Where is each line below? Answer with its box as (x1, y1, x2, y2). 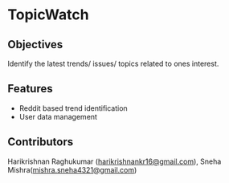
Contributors (7, 135, 74, 149)
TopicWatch (7, 6, 89, 24)
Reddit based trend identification (18, 103, 128, 113)
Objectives (7, 38, 63, 51)
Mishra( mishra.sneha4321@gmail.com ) (7, 165, 137, 174)
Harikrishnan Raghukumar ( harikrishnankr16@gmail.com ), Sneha (7, 157, 222, 166)
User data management (18, 112, 98, 121)
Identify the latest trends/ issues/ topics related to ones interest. (7, 59, 219, 68)
